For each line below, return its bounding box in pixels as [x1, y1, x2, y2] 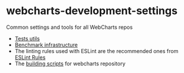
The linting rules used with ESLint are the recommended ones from [14, 47, 179, 54]
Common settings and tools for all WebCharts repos [6, 24, 133, 31]
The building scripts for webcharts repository [14, 60, 126, 67]
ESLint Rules [14, 54, 46, 61]
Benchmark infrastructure [14, 41, 78, 48]
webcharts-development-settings [6, 4, 178, 18]
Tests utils [14, 35, 40, 42]
